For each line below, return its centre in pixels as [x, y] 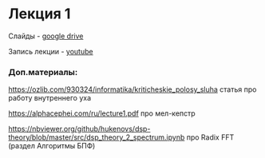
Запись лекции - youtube [51, 51]
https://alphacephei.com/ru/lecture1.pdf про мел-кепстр [102, 113]
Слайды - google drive [46, 36]
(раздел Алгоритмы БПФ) [52, 146]
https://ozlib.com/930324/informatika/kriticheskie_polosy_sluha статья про [132, 89]
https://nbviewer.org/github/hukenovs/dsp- [79, 129]
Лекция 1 [40, 14]
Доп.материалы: [43, 72]
